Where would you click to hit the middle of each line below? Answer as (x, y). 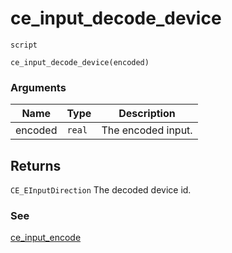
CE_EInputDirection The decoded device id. (101, 190)
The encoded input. (147, 130)
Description (147, 114)
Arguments (38, 87)
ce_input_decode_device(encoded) (80, 62)
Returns (36, 165)
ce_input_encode (46, 238)
